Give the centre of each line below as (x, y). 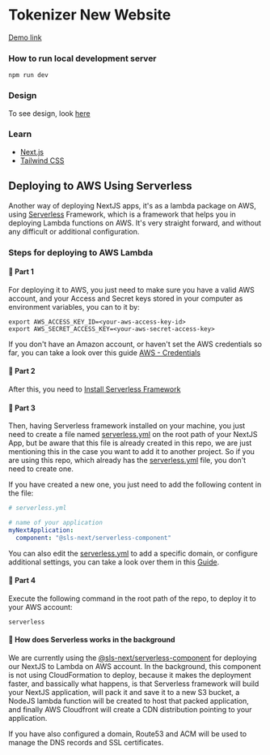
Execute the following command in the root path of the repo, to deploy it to (132, 598)
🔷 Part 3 (22, 408)
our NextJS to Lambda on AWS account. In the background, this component (135, 667)
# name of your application (56, 523)
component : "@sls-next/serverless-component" (94, 538)
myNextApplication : (41, 530)
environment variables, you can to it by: (74, 307)
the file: (21, 493)
